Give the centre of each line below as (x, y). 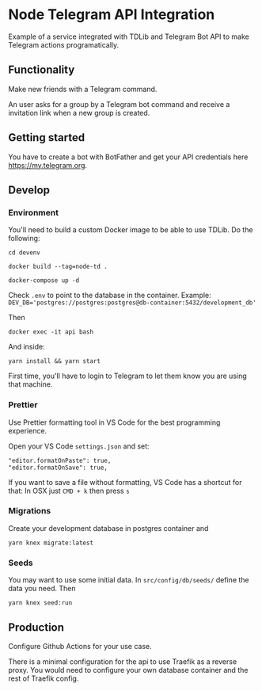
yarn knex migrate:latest (51, 543)
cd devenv (25, 253)
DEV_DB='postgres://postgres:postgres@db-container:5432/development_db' (133, 303)
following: (24, 239)
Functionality (42, 70)
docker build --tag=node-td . (58, 267)
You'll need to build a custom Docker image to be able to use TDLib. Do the (131, 230)
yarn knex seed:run (40, 603)
